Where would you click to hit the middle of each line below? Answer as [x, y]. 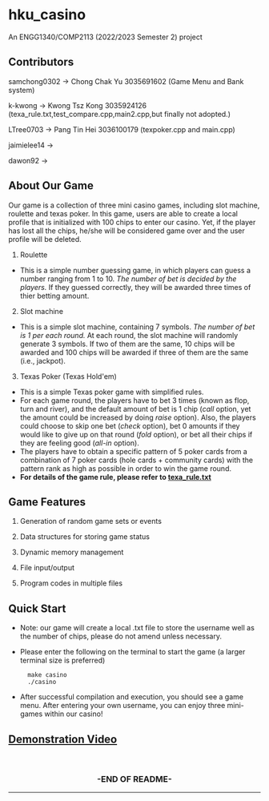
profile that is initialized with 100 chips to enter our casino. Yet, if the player [132, 222]
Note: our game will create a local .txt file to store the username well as [137, 628]
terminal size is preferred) [62, 660]
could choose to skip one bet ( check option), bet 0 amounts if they [130, 425]
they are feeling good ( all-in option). [80, 443]
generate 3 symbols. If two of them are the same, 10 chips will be [127, 344]
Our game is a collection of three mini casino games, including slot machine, [134, 205]
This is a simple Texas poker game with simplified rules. [112, 392]
